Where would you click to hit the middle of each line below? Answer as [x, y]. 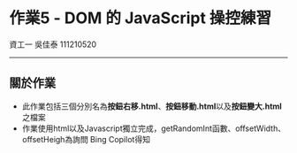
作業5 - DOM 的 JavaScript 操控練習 [141, 18]
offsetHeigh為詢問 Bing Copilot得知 [86, 139]
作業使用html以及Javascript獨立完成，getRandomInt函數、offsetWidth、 [153, 128]
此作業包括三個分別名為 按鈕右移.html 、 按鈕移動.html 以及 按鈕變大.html [152, 106]
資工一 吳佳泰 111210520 [53, 44]
